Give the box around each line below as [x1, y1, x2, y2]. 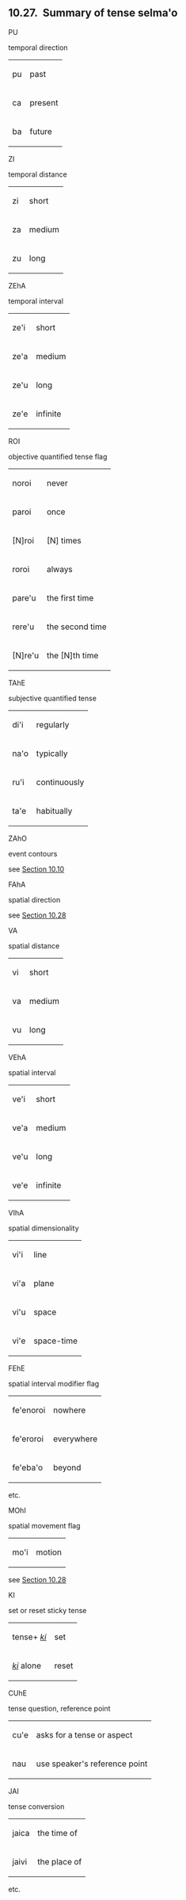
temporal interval [8, 296, 64, 306]
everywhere [52, 1433, 97, 1444]
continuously [36, 776, 85, 788]
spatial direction [8, 895, 61, 904]
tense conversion [8, 1802, 65, 1811]
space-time [33, 1335, 78, 1346]
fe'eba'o [12, 1462, 44, 1473]
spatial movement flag [8, 1520, 81, 1530]
